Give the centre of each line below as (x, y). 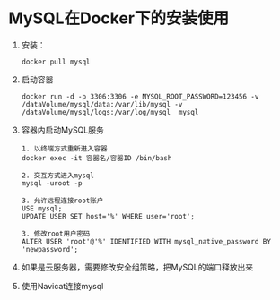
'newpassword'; (50, 249)
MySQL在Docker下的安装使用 (119, 18)
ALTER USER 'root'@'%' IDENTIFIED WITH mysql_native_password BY (146, 241)
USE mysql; (42, 208)
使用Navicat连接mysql (62, 286)
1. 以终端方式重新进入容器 (65, 149)
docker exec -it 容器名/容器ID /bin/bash (96, 158)
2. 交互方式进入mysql (58, 176)
